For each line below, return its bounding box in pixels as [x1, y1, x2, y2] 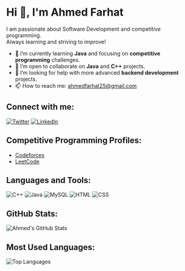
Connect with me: [6, 102, 75, 112]
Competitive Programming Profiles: [6, 135, 142, 146]
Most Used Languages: [6, 242, 95, 252]
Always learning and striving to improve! [6, 38, 107, 45]
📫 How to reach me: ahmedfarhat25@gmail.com [14, 82, 137, 89]
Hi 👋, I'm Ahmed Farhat [6, 5, 124, 19]
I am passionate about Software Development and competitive [6, 25, 161, 33]
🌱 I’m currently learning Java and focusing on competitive [14, 49, 161, 57]
